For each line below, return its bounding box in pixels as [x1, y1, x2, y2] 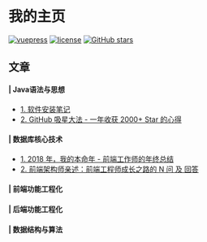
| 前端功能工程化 [8, 184, 63, 194]
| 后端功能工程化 [8, 204, 63, 214]
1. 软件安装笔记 [19, 104, 71, 114]
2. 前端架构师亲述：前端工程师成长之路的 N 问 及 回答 [19, 164, 199, 174]
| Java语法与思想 [8, 84, 65, 94]
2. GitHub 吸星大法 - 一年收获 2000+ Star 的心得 [19, 115, 183, 124]
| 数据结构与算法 [8, 224, 63, 234]
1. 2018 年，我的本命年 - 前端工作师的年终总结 [19, 153, 175, 163]
